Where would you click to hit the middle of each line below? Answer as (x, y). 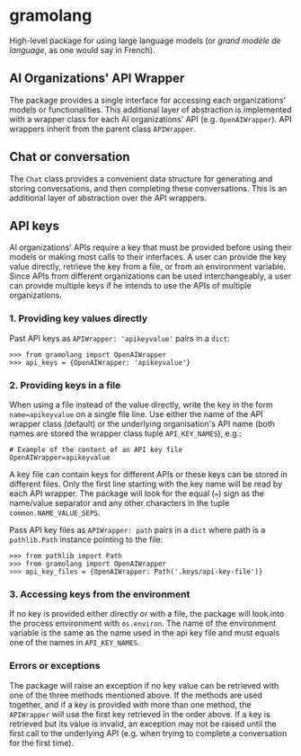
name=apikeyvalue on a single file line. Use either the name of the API (136, 414)
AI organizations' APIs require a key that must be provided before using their (150, 247)
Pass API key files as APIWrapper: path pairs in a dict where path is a (137, 529)
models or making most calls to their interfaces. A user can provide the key (148, 257)
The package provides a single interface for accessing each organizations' (147, 100)
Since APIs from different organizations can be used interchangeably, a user (150, 276)
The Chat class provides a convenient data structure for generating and (141, 178)
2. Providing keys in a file (65, 385)
